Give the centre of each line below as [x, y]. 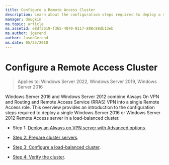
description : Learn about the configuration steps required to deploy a [83, 15]
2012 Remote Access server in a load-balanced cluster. [62, 118]
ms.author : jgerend [26, 33]
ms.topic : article [24, 24]
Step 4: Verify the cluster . [39, 157]
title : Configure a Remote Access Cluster [50, 10]
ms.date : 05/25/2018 [27, 43]
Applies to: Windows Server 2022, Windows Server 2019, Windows [87, 81]
